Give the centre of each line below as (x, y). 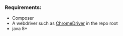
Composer (23, 18)
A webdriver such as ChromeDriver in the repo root (65, 23)
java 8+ (20, 29)
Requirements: (23, 7)
